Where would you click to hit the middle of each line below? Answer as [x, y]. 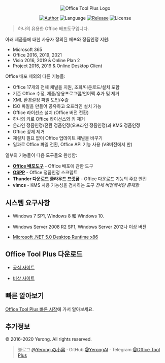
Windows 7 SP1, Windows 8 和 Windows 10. [58, 216]
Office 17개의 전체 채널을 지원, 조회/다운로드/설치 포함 [66, 87]
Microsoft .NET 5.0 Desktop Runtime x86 [55, 237]
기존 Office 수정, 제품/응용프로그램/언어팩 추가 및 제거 [66, 94]
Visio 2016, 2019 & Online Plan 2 [46, 61]
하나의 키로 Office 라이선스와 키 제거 [49, 119]
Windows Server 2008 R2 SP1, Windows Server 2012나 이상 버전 [79, 227]
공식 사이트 [24, 267]
